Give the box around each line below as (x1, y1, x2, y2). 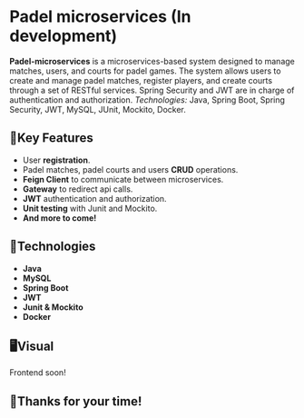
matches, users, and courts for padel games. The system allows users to (9, 65, 281, 76)
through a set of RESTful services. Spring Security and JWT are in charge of (9, 85, 295, 95)
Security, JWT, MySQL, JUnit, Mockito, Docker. (9, 104, 186, 114)
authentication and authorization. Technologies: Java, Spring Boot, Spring (9, 94, 286, 105)
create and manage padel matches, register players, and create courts (9, 75, 273, 85)
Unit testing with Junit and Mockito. (22, 203, 158, 214)
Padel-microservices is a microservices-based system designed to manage (9, 55, 295, 66)
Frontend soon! (9, 367, 66, 378)
